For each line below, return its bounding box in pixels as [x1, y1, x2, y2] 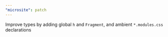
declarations [5, 26, 32, 33]
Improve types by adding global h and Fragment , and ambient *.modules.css [5, 21, 163, 27]
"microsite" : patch [5, 7, 47, 13]
